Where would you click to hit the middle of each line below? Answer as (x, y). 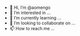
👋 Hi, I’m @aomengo (30, 8)
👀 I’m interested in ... (30, 13)
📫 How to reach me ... (32, 28)
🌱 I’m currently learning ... (35, 18)
